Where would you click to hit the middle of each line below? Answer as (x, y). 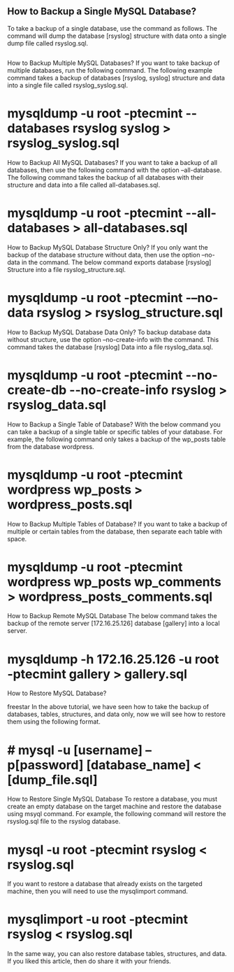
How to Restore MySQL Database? (57, 693)
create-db (37, 390)
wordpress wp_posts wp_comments (114, 581)
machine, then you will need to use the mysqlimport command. (98, 892)
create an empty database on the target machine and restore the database (115, 806)
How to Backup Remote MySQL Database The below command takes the (112, 616)
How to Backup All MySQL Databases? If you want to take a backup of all (112, 162)
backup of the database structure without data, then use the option (104, 255)
